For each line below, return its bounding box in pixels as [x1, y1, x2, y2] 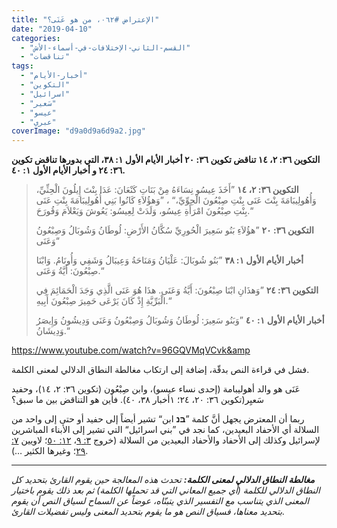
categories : [11, 33, 61, 43]
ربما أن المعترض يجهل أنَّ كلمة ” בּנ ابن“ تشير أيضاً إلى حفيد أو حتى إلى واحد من [11, 413, 305, 425]
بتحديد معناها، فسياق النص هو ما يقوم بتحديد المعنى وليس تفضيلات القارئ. [11, 506, 286, 518]
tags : [11, 61, 34, 71]
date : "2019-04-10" [11, 24, 93, 34]
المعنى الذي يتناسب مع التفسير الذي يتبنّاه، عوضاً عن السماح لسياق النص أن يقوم [11, 495, 310, 507]
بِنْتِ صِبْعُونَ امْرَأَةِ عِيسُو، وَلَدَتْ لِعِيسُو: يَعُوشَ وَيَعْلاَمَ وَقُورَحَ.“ [35, 205, 254, 217]
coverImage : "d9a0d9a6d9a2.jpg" [11, 126, 146, 136]
